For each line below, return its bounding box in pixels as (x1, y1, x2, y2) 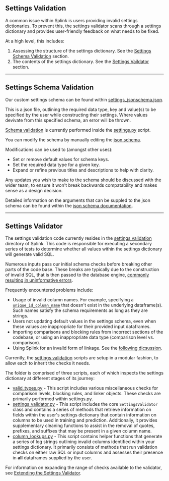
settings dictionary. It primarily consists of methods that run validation (12, 444, 157, 450)
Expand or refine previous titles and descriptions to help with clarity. (12, 167, 154, 173)
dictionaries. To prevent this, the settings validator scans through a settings (5, 23, 161, 29)
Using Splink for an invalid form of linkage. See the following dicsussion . (12, 345, 162, 351)
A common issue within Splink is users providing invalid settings (5, 17, 138, 23)
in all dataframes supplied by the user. (12, 455, 92, 461)
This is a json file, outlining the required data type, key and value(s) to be (5, 106, 156, 113)
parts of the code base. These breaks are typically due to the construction (5, 266, 159, 273)
